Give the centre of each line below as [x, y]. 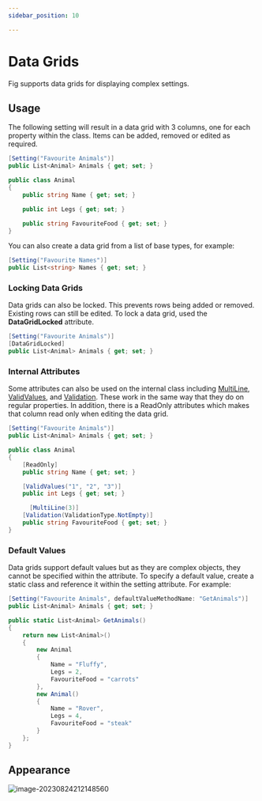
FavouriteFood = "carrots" [95, 679]
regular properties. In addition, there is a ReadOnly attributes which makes [129, 406]
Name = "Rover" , [77, 708]
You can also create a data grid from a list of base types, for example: [122, 246]
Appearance [39, 771]
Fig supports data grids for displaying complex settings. [99, 83]
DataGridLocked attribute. [51, 322]
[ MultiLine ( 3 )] [54, 508]
